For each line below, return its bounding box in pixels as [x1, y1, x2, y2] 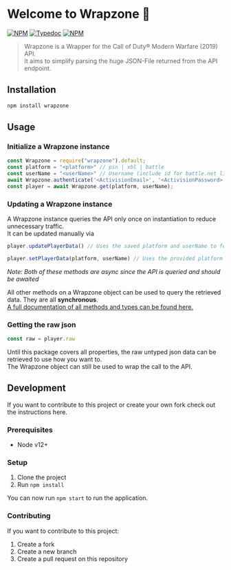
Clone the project [16, 473, 67, 481]
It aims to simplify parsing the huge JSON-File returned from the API [23, 56, 218, 65]
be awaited [7, 275, 39, 283]
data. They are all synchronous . [7, 295, 98, 304]
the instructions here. [7, 408, 67, 416]
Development [7, 383, 67, 394]
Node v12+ [16, 441, 48, 449]
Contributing [7, 511, 51, 521]
